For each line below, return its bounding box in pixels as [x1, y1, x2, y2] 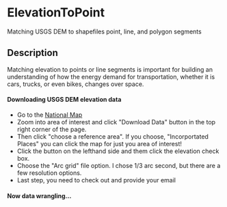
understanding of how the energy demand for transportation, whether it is [7, 72, 215, 81]
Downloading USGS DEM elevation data [7, 96, 122, 104]
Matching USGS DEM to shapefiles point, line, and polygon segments [7, 27, 202, 36]
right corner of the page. [16, 125, 87, 133]
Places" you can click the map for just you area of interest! [16, 139, 183, 148]
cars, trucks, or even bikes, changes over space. [7, 80, 144, 88]
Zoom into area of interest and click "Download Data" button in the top [16, 118, 216, 126]
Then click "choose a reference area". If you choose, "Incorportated [16, 132, 209, 141]
